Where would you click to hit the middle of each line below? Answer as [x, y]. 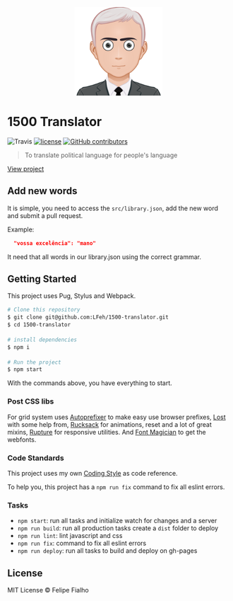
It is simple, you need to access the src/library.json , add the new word [113, 208]
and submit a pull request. [45, 215]
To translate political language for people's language [101, 155]
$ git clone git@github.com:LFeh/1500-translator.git [88, 317]
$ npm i [19, 347]
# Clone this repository [44, 310]
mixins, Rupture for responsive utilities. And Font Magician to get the [107, 432]
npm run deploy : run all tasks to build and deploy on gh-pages [107, 551]
